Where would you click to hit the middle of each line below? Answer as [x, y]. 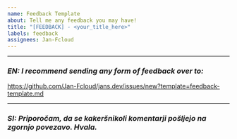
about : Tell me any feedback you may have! [72, 20]
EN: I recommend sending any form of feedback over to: [105, 71]
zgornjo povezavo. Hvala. [52, 127]
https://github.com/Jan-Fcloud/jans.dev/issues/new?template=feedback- [114, 86]
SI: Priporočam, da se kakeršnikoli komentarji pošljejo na [107, 119]
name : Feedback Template [44, 14]
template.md [26, 94]
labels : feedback [33, 33]
